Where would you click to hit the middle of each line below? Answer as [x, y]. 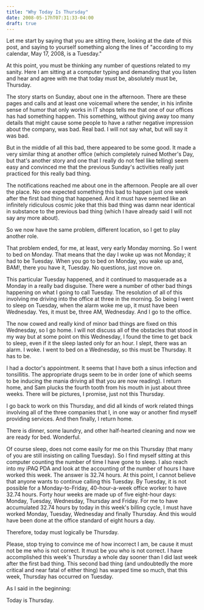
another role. [22, 237]
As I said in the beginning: [39, 589]
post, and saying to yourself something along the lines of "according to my [100, 47]
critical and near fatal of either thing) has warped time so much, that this [97, 570]
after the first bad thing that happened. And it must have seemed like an [97, 199]
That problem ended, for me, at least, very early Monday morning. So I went [101, 248]
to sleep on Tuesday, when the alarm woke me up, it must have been [92, 306]
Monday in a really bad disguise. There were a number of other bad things [100, 286]
